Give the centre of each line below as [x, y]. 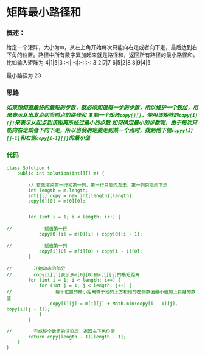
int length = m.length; [58, 190]
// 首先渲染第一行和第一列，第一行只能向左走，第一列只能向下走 [98, 185]
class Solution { [28, 168]
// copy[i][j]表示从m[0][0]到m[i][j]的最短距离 [73, 275]
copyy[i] [182, 131]
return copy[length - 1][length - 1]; [77, 337]
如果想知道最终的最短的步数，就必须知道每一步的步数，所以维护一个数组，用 [102, 107]
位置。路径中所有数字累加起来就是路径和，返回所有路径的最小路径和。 [110, 55]
